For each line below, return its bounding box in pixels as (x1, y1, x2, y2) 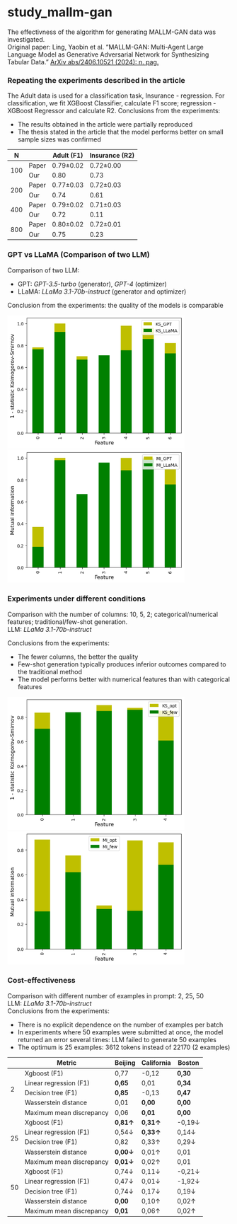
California (141, 1058, 171, 1067)
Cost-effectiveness (7, 976, 76, 986)
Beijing (114, 1058, 136, 1067)
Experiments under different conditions (7, 594, 146, 604)
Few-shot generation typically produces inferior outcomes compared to (17, 659, 226, 669)
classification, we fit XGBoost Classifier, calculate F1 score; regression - (7, 99, 216, 108)
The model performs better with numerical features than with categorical (17, 675, 230, 683)
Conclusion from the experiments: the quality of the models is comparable (7, 301, 224, 309)
